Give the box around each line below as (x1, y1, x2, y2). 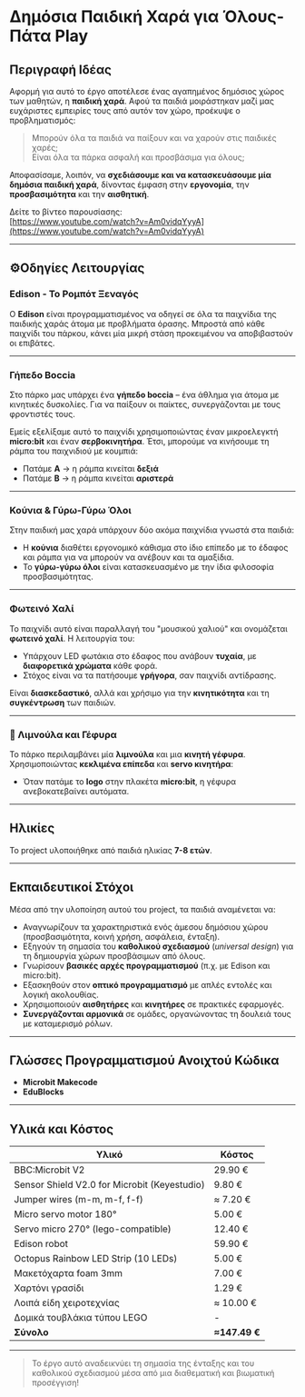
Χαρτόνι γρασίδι (14, 1282, 84, 1294)
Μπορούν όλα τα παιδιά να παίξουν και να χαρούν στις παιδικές (31, 133, 277, 143)
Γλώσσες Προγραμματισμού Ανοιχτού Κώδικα (9, 1053, 280, 1068)
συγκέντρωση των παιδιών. (9, 697, 116, 708)
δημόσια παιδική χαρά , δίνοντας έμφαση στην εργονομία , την (9, 179, 250, 190)
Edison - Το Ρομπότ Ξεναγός (9, 288, 139, 301)
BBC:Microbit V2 (14, 1163, 85, 1176)
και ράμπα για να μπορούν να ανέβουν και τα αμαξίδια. (22, 552, 234, 563)
